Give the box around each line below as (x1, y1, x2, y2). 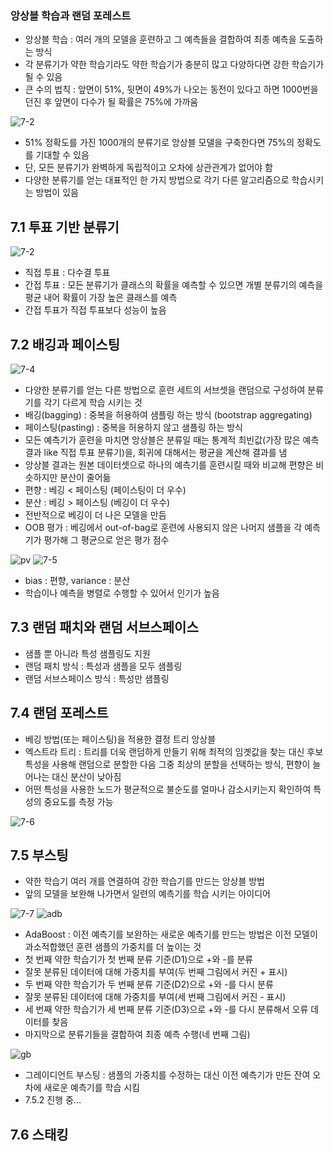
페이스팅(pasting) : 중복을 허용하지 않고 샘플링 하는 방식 (24, 421, 243, 433)
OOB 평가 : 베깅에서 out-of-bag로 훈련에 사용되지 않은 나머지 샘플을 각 (24, 521, 303, 533)
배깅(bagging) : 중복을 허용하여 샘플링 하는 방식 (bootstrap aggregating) (24, 408, 313, 421)
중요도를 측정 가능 (43, 795, 114, 807)
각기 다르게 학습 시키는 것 (43, 396, 143, 408)
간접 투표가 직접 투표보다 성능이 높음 (24, 304, 167, 316)
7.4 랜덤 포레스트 (10, 705, 109, 722)
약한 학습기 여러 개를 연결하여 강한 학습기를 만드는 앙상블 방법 (24, 875, 265, 887)
